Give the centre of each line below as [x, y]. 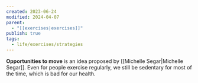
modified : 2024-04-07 [33, 17]
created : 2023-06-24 [32, 11]
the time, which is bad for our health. [51, 74]
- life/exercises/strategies [47, 45]
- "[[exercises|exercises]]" [47, 28]
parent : [16, 22]
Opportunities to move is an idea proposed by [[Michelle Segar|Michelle [95, 61]
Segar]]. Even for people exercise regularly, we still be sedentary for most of [99, 67]
